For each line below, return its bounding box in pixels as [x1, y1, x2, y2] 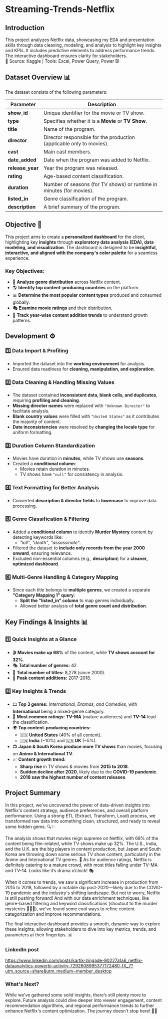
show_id [7, 109, 28, 116]
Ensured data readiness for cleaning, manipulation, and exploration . [12, 366, 155, 372]
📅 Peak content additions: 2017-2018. [12, 675, 91, 681]
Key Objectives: [5, 267, 45, 274]
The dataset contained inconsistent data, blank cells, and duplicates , [12, 392, 157, 398]
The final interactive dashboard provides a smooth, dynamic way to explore [5, 921, 161, 927]
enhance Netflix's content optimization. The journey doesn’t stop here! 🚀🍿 [5, 1008, 157, 1014]
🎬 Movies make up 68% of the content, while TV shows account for [12, 649, 155, 655]
